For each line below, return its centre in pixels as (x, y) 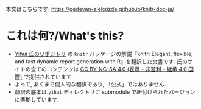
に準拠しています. (37, 99)
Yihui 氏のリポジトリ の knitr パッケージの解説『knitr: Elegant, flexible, (104, 54)
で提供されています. (48, 76)
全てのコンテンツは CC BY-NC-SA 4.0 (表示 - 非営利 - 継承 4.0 (109, 69)
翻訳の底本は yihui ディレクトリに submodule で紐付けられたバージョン (105, 92)
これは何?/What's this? (65, 36)
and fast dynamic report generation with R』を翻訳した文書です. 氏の (101, 61)
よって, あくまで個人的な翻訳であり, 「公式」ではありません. (90, 84)
